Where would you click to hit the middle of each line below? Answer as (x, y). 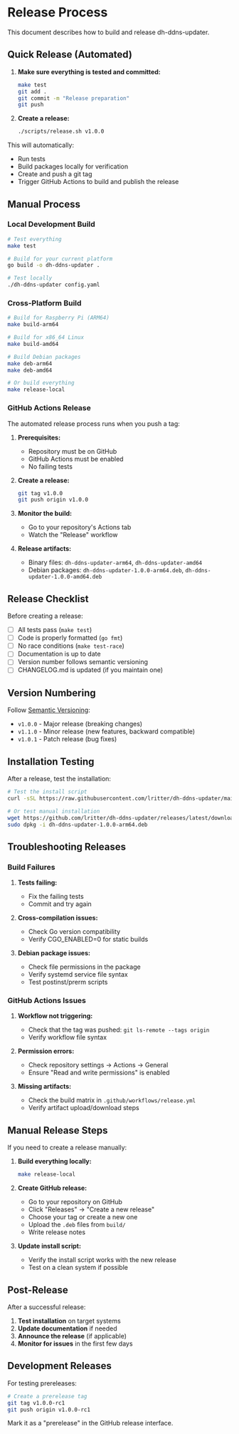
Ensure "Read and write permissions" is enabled (99, 1073)
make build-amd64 (33, 344)
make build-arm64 (33, 325)
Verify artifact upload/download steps (84, 1108)
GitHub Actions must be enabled (76, 459)
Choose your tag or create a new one (83, 1217)
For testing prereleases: (42, 1383)
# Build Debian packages (44, 357)
